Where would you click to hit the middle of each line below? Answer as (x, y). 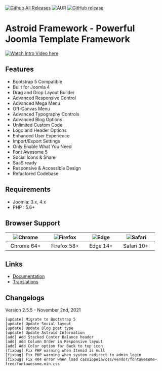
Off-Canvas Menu (31, 108)
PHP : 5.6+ (24, 207)
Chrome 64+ (26, 246)
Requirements (28, 190)
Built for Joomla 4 (31, 87)
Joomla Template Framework (68, 39)
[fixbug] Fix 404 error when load (42, 359)
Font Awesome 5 (30, 152)
